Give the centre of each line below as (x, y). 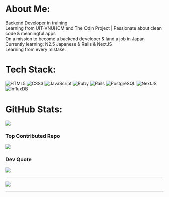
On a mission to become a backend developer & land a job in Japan (75, 39)
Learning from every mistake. (36, 49)
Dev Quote (18, 160)
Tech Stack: (31, 70)
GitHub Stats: (34, 109)
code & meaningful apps (31, 33)
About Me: (28, 9)
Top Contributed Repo (33, 136)
